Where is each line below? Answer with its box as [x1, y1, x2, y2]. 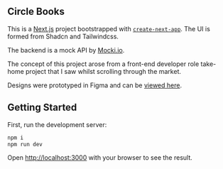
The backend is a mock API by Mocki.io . [7, 45, 125, 54]
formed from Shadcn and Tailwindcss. [7, 32, 119, 40]
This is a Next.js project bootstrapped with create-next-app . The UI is [7, 24, 211, 33]
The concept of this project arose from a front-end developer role [7, 60, 200, 68]
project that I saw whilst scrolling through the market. [26, 67, 181, 75]
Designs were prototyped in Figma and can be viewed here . [7, 81, 183, 89]
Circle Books [7, 6, 65, 18]
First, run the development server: [7, 120, 107, 129]
